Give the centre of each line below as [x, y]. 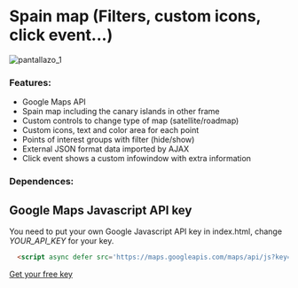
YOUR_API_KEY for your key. [62, 240]
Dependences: [42, 182]
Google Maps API [54, 102]
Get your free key [41, 274]
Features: [30, 82]
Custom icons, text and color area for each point [110, 130]
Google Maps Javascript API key [101, 210]
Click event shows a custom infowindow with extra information [136, 159]
